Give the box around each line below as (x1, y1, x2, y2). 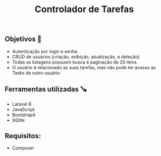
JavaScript (12, 106, 35, 112)
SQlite (12, 117, 25, 123)
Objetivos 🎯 (5, 35, 42, 43)
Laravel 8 (12, 101, 32, 107)
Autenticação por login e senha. (12, 48, 79, 54)
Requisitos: (5, 131, 41, 140)
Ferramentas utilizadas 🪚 (5, 85, 87, 94)
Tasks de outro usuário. (12, 70, 62, 76)
